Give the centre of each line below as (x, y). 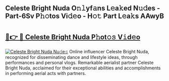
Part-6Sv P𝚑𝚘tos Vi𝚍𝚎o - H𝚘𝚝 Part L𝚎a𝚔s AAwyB (85, 16)
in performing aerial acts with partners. (46, 73)
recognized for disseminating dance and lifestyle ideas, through (71, 57)
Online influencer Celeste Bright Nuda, (109, 52)
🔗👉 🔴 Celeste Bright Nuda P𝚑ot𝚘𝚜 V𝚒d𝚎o (73, 37)
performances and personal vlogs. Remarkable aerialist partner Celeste (79, 63)
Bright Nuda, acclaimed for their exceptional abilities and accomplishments (83, 68)
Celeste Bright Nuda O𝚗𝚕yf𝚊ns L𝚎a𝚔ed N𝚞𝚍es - (83, 8)
